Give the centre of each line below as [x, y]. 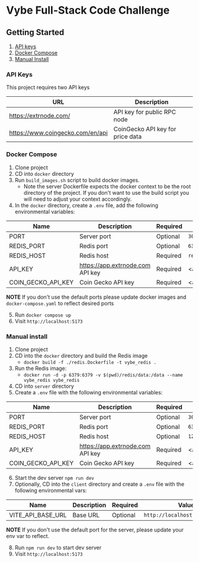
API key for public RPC [145, 112]
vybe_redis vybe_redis [52, 380]
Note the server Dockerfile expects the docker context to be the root [107, 186]
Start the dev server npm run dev [54, 477]
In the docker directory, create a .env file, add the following [86, 205]
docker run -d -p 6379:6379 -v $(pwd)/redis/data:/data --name [103, 375]
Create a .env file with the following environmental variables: [89, 392]
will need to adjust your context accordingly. [78, 199]
